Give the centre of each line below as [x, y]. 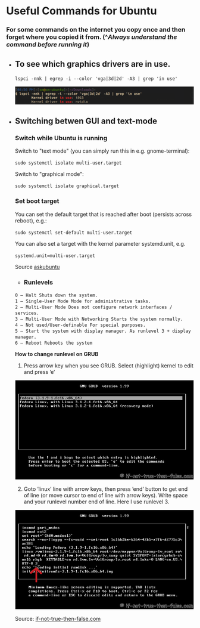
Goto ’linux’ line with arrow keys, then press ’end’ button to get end [106, 489]
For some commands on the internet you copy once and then [96, 30]
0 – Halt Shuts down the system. [56, 296]
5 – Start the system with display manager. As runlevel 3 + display [103, 331]
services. [27, 313]
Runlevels [38, 282]
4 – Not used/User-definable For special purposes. [80, 325]
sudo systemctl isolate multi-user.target [68, 163]
